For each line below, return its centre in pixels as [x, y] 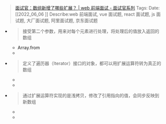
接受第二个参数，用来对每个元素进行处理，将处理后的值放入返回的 [91, 31]
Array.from [29, 48]
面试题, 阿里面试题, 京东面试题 [66, 20]
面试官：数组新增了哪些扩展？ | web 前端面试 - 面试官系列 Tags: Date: [87, 8]
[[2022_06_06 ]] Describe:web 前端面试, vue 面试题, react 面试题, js [85, 14]
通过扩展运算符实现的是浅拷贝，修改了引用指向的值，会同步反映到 [91, 96]
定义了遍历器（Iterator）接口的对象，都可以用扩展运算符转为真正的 [92, 63]
